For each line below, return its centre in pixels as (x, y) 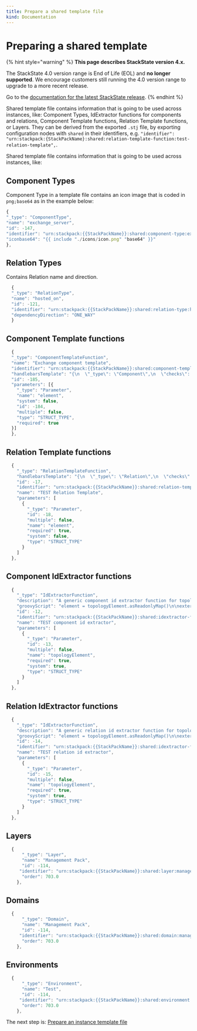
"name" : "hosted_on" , (38, 298)
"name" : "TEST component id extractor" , (67, 622)
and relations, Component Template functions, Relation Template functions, (97, 121)
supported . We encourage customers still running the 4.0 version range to (96, 80)
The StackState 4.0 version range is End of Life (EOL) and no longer (89, 73)
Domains (23, 900)
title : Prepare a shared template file (55, 11)
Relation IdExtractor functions (62, 706)
